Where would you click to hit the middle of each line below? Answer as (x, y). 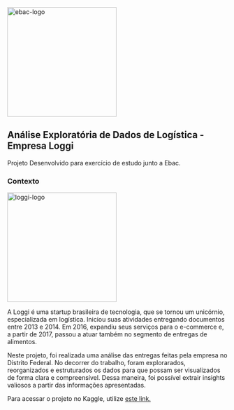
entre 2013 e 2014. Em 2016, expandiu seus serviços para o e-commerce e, (116, 327)
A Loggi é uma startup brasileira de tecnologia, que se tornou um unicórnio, (116, 312)
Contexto (23, 181)
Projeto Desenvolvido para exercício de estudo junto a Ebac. (94, 163)
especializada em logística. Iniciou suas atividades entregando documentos (116, 320)
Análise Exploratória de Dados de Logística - (106, 135)
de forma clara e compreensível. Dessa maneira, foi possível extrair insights (116, 378)
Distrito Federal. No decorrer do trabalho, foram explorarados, (97, 363)
